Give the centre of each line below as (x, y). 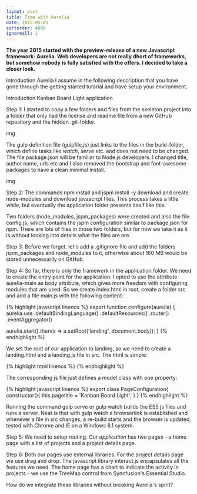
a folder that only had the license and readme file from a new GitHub (89, 116)
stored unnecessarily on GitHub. (45, 259)
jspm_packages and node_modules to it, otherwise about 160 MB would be (97, 253)
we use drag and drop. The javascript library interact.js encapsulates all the (97, 461)
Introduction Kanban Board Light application (59, 98)
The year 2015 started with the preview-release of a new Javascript (91, 50)
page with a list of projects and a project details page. (71, 443)
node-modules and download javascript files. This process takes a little (92, 199)
